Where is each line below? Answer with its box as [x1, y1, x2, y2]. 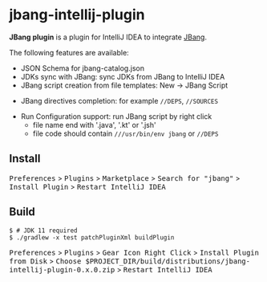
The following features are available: [9, 47, 129, 57]
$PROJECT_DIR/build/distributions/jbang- [85, 256, 251, 266]
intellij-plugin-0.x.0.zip [9, 265, 115, 274]
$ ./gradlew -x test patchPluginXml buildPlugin [9, 233, 175, 242]
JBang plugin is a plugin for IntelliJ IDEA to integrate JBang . [9, 32, 208, 42]
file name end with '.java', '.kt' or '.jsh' [32, 120, 156, 129]
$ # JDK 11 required [9, 227, 79, 235]
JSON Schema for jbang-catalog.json [20, 63, 145, 73]
